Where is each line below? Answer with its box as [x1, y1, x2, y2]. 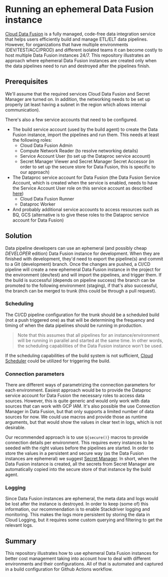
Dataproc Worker [20, 201, 56, 207]
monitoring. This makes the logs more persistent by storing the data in [5, 512, 150, 518]
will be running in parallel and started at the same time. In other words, [17, 337, 163, 343]
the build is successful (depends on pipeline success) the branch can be [5, 277, 155, 283]
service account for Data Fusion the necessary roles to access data [5, 393, 145, 399]
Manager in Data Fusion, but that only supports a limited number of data [5, 409, 154, 415]
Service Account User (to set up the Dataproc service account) [20, 153, 150, 159]
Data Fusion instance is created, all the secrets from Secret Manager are [5, 461, 155, 467]
